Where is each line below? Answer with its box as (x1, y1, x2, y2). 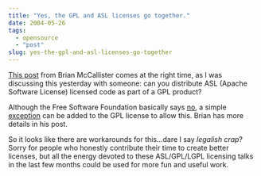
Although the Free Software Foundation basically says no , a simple (8, 102, 227, 112)
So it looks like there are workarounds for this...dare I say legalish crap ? (8, 135, 243, 143)
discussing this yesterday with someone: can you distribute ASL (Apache (8, 78, 248, 88)
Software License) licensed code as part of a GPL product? (8, 87, 202, 96)
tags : (8, 26, 26, 34)
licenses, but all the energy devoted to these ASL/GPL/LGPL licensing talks (8, 151, 254, 161)
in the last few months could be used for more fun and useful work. (8, 160, 229, 169)
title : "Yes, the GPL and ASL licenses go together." (8, 11, 191, 20)
